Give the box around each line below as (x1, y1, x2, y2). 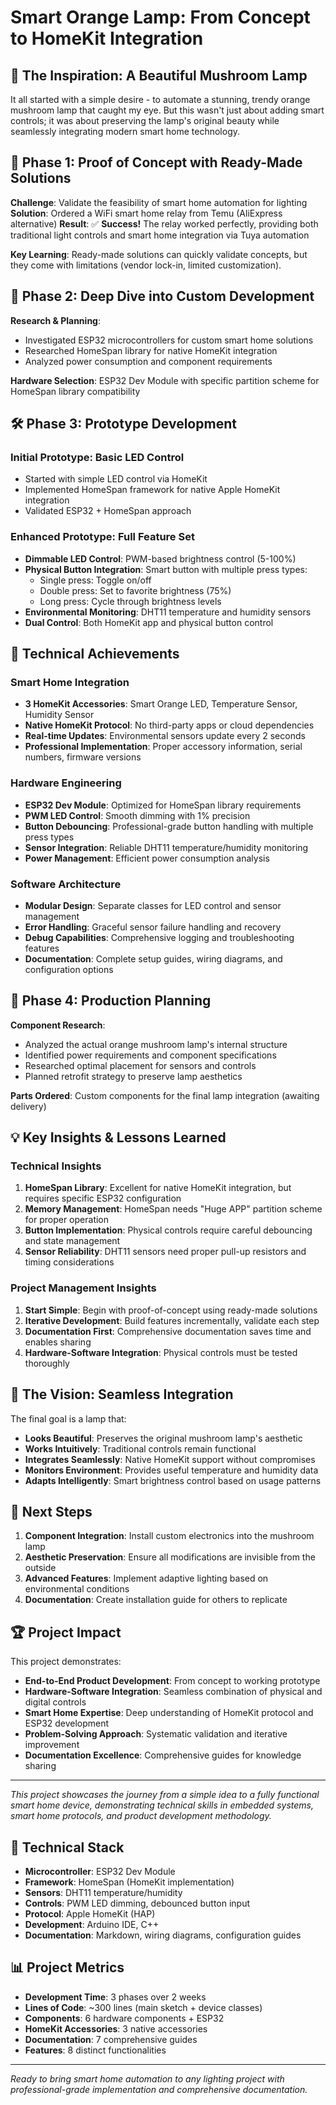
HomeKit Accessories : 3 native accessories (24, 2022, 208, 2035)
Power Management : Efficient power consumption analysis (24, 852, 270, 864)
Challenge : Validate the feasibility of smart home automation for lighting (10, 196, 308, 208)
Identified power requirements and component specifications (24, 1049, 277, 1061)
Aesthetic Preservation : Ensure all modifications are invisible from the (24, 1551, 316, 1563)
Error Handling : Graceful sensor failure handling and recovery (24, 921, 282, 933)
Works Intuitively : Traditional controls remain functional (24, 1442, 257, 1455)
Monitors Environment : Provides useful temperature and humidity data (24, 1464, 319, 1476)
